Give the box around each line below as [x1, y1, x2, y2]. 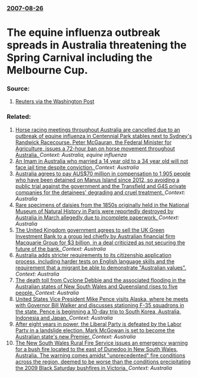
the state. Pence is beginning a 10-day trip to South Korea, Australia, [15, 308, 181, 315]
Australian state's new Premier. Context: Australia [15, 333, 136, 340]
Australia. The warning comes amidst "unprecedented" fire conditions [15, 352, 186, 359]
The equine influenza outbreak [6, 26, 161, 40]
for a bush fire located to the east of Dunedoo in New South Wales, [15, 345, 179, 352]
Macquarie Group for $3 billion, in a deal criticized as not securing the [15, 239, 185, 246]
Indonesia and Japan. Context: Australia [15, 314, 113, 321]
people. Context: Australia [15, 289, 79, 296]
